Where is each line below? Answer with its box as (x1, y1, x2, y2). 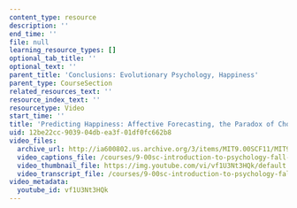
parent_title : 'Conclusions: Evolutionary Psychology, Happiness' (9, 71, 259, 80)
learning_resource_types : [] (9, 46, 117, 55)
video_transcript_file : (17, 169, 104, 178)
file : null (9, 37, 49, 47)
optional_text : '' (9, 63, 77, 72)
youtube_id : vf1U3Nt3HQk (17, 186, 109, 195)
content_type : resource (9, 12, 97, 22)
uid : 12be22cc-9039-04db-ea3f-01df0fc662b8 (9, 128, 172, 137)
